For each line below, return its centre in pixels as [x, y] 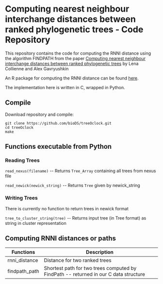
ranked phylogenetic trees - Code [74, 30]
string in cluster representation [36, 223]
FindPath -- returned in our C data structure [95, 274]
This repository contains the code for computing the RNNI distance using [78, 53]
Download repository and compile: [40, 114]
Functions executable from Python [58, 147]
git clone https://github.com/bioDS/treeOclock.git [58, 123]
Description [100, 252]
